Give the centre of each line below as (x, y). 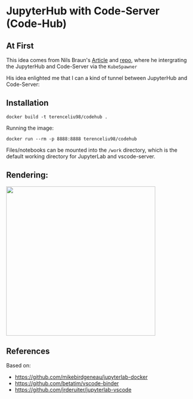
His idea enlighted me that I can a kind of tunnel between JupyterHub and (97, 78)
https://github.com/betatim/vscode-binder (67, 383)
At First (20, 46)
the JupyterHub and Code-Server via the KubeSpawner (72, 66)
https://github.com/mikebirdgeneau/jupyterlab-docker (81, 377)
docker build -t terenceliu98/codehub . (57, 117)
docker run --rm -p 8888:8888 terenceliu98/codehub (71, 139)
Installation (27, 103)
